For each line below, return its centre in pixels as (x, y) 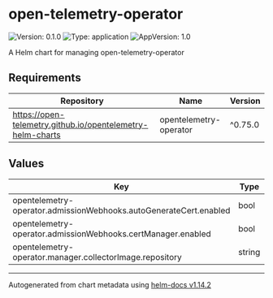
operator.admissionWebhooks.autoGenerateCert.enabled (121, 210)
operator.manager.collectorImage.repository (97, 257)
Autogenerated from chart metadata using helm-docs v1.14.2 (110, 284)
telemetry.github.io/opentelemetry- (80, 124)
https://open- (39, 114)
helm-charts (37, 135)
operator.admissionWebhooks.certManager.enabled (112, 234)
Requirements (45, 78)
